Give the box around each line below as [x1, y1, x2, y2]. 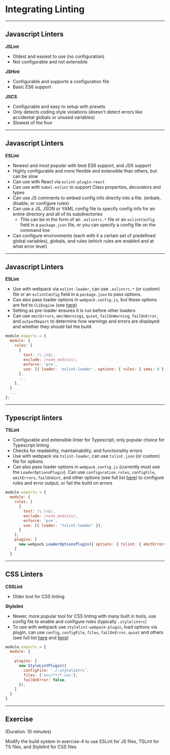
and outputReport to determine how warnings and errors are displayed [12, 318, 160, 324]
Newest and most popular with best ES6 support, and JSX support [12, 162, 151, 168]
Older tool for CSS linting [12, 593, 65, 599]
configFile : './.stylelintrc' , [23, 668, 90, 673]
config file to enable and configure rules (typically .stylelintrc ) [12, 618, 147, 625]
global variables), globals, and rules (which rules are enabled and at [12, 237, 154, 244]
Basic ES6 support [12, 84, 52, 90]
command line [20, 227, 50, 233]
